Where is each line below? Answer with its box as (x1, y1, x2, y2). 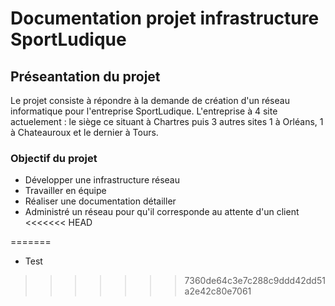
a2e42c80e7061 (184, 285, 252, 297)
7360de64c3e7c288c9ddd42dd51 (184, 275, 326, 287)
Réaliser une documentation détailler (24, 195, 177, 207)
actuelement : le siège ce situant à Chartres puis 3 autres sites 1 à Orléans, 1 (10, 116, 324, 127)
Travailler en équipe (24, 185, 107, 197)
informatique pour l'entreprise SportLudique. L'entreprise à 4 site (10, 105, 278, 117)
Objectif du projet (10, 151, 98, 165)
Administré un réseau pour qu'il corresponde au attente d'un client (24, 206, 300, 218)
